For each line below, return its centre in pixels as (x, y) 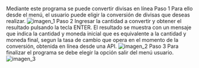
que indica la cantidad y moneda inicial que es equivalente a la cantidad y (96, 34)
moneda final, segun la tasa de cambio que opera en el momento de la (92, 40)
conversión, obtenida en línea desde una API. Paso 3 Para (92, 46)
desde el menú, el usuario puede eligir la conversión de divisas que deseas (98, 15)
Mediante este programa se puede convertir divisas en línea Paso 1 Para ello (99, 9)
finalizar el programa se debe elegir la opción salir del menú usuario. (90, 52)
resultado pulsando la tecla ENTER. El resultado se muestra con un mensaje (99, 27)
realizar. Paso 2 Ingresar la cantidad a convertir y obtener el (94, 21)
